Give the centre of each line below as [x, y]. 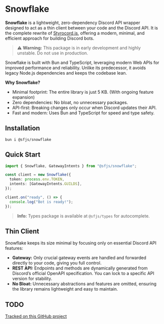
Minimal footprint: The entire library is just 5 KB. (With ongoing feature [83, 92]
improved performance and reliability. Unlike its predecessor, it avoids [75, 68]
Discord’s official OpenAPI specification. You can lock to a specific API [83, 273]
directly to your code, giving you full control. [57, 263]
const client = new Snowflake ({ [38, 175]
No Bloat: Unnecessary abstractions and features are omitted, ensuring [84, 284]
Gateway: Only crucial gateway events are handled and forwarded [79, 258]
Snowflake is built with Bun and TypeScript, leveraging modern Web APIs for [82, 62]
